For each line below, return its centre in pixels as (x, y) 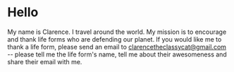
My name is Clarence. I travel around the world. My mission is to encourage (117, 32)
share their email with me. (45, 61)
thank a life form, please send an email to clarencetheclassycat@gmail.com (117, 47)
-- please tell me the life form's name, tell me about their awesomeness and (117, 54)
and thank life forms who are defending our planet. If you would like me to (115, 39)
